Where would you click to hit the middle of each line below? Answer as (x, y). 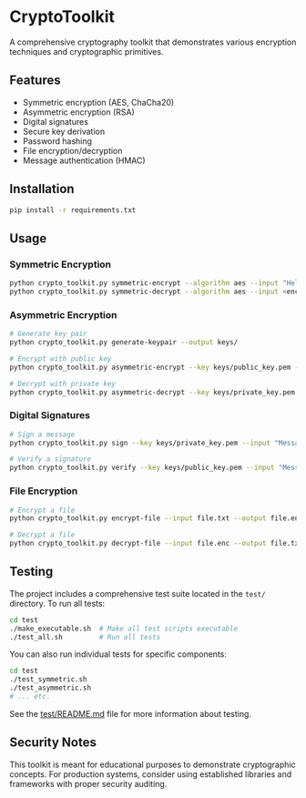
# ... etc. (30, 697)
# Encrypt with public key (61, 358)
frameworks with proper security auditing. (88, 783)
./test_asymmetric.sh (51, 688)
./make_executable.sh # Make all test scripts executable (124, 629)
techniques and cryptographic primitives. (87, 51)
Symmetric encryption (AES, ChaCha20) (98, 102)
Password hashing (57, 141)
